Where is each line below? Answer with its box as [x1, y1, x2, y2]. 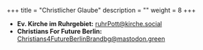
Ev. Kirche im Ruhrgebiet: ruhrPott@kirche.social [16, 20, 163, 27]
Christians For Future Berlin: [16, 27, 102, 35]
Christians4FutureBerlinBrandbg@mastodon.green [16, 35, 165, 43]
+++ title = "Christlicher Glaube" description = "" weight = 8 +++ [6, 6, 197, 14]
